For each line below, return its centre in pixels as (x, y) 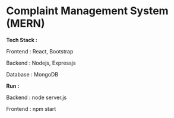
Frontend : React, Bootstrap (40, 51)
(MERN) (26, 23)
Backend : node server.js (37, 97)
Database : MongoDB (32, 74)
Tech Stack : (22, 40)
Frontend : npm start (31, 109)
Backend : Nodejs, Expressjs (41, 63)
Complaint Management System (87, 11)
